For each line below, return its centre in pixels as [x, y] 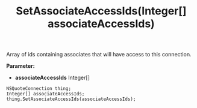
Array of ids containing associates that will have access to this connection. [99, 55]
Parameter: [20, 66]
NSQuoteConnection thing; [39, 89]
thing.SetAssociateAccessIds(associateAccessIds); [71, 99]
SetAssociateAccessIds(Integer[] [101, 11]
